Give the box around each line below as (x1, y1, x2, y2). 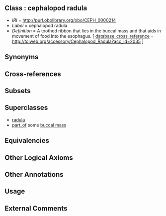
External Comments (4, 204, 68, 213)
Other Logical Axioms (4, 153, 73, 162)
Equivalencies (4, 136, 49, 145)
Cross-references (4, 70, 62, 78)
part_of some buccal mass (11, 122, 67, 128)
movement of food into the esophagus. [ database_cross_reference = (11, 33, 154, 39)
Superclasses (4, 104, 48, 112)
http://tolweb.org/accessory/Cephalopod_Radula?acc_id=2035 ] (11, 38, 144, 44)
